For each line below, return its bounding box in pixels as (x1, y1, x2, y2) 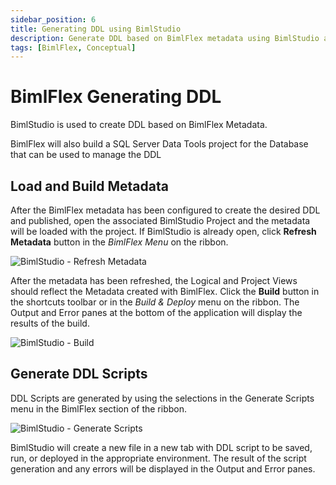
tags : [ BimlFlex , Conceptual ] (10, 42, 137, 53)
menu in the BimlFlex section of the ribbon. (10, 402, 187, 415)
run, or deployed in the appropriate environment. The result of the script (10, 452, 307, 464)
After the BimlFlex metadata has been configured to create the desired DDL (10, 204, 321, 216)
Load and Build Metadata (10, 177, 169, 195)
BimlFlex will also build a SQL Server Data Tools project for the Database (10, 138, 309, 150)
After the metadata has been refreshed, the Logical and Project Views (10, 275, 298, 286)
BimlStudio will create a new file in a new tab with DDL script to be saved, (10, 441, 313, 453)
